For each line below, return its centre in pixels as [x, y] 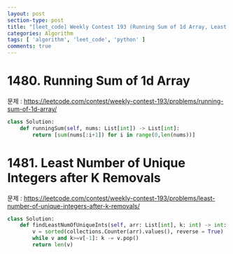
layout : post [26, 14]
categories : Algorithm [40, 33]
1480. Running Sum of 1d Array [99, 81]
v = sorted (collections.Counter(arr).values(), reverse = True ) [128, 232]
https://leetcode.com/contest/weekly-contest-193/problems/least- [119, 198]
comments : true [29, 46]
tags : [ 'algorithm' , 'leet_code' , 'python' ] [76, 40]
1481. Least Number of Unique [96, 163]
